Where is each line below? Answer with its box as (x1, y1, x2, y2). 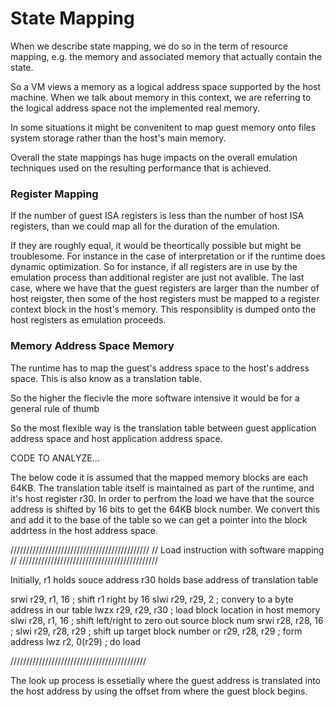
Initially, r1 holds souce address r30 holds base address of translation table (10, 573, 319, 586)
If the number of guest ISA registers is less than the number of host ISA (10, 210, 305, 222)
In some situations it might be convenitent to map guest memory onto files (10, 121, 317, 133)
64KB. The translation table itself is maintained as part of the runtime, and (10, 482, 315, 494)
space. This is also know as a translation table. (10, 372, 203, 384)
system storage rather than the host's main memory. (10, 132, 227, 144)
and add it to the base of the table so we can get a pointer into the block (10, 513, 308, 526)
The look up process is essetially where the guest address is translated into (10, 674, 322, 686)
